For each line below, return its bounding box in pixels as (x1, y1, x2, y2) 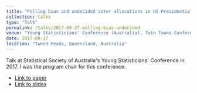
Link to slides (14, 80, 47, 87)
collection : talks (6, 14, 51, 20)
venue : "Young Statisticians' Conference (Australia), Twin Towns (6, 30, 172, 36)
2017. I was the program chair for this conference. (6, 63, 126, 70)
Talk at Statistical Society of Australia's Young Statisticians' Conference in (6, 56, 185, 64)
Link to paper (14, 74, 47, 81)
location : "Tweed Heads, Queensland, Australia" (6, 41, 127, 47)
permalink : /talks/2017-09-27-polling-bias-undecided (6, 24, 141, 31)
